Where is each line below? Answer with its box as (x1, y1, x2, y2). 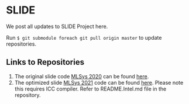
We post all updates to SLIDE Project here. (6, 23, 108, 30)
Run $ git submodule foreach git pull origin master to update (6, 34, 162, 41)
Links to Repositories (6, 57, 85, 67)
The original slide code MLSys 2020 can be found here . (14, 72, 149, 79)
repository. (14, 91, 41, 98)
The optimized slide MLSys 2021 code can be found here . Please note (14, 79, 184, 86)
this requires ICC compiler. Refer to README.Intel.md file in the (14, 85, 167, 92)
